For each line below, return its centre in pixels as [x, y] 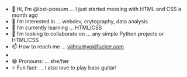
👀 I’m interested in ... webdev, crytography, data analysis [79, 21]
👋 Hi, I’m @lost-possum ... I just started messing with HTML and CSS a [96, 9]
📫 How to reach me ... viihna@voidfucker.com [67, 46]
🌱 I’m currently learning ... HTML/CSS [57, 27]
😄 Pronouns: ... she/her [40, 61]
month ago [25, 15]
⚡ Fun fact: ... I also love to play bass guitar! [64, 68]
